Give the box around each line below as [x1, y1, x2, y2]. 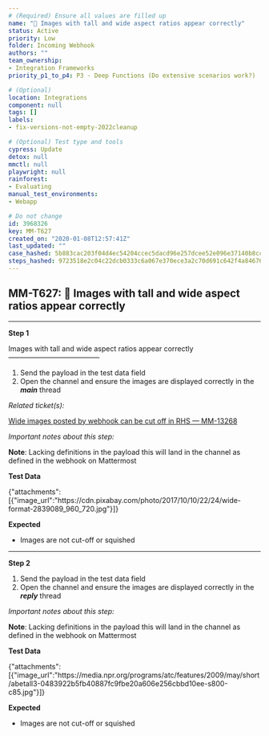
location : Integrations [8, 93, 88, 101]
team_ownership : [8, 57, 62, 65]
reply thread [19, 591, 62, 600]
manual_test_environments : [8, 190, 98, 198]
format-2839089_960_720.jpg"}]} [8, 504, 118, 513]
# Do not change [8, 212, 62, 220]
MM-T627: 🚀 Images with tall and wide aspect [8, 287, 240, 301]
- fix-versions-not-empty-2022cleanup [8, 124, 138, 132]
